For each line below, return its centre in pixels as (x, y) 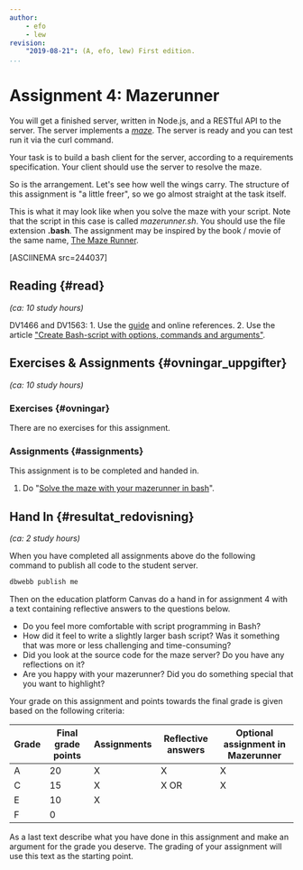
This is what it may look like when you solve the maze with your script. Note (150, 212)
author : (24, 18)
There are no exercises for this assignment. (90, 427)
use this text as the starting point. (71, 856)
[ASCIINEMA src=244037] (59, 258)
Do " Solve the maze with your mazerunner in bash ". (118, 489)
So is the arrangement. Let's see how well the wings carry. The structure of (150, 185)
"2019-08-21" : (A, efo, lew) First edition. (110, 51)
